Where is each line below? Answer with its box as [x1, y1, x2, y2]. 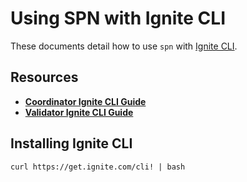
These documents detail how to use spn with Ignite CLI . [10, 40, 238, 52]
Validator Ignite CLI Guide [24, 106, 134, 118]
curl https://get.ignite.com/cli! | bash [10, 162, 186, 172]
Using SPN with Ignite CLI [10, 7, 227, 30]
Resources [10, 69, 79, 86]
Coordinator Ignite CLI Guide [24, 95, 147, 107]
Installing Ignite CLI [10, 135, 133, 152]
